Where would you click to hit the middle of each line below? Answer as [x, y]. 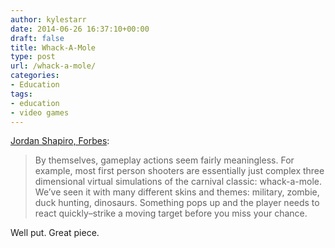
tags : [21, 94]
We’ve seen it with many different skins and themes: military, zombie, [177, 192]
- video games [40, 112]
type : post [33, 57]
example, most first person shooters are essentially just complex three [179, 171]
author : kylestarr [48, 19]
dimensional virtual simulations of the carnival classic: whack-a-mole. [178, 182]
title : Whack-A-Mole [53, 47]
